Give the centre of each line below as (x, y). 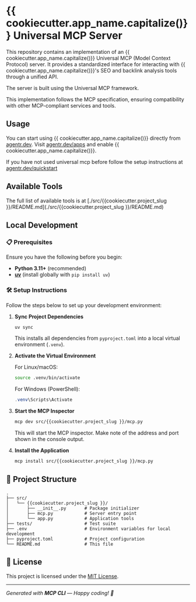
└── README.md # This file (60, 544)
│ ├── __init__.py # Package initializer (73, 508)
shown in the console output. (49, 439)
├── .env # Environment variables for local (88, 529)
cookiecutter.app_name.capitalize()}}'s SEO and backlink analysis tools (92, 70)
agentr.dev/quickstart (32, 168)
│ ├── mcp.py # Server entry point (71, 513)
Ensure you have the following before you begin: (64, 257)
